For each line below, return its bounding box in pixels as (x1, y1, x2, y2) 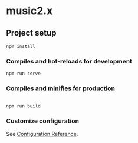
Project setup (6, 28, 57, 38)
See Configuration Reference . (6, 130, 78, 137)
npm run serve (6, 71, 41, 77)
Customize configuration (6, 117, 80, 125)
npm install (6, 43, 35, 49)
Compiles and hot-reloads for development (6, 57, 133, 65)
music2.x (6, 4, 53, 18)
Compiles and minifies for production (6, 84, 115, 93)
